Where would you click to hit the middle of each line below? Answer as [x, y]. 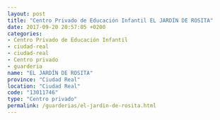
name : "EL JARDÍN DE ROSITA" [50, 73]
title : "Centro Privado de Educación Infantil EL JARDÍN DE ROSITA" [110, 20]
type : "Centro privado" [42, 100]
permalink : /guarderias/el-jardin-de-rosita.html [82, 106]
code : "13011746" [33, 92]
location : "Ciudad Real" [44, 86]
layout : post [27, 14]
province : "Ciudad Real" [44, 79]
